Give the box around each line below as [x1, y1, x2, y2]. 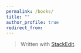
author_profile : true [6, 19, 59, 25]
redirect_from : [6, 24, 43, 31]
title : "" [6, 14, 31, 20]
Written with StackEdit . [20, 41, 76, 48]
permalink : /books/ [6, 8, 54, 15]
